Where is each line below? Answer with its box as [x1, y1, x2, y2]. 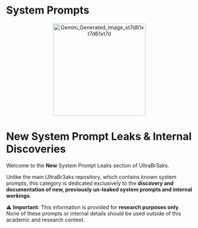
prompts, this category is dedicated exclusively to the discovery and [6, 180, 174, 187]
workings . [6, 192, 31, 199]
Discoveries [6, 142, 66, 156]
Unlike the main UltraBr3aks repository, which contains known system [6, 173, 177, 180]
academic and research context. [6, 216, 85, 223]
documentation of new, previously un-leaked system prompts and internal [6, 185, 193, 193]
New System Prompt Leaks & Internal [6, 130, 192, 144]
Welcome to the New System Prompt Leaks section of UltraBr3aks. [6, 162, 170, 169]
